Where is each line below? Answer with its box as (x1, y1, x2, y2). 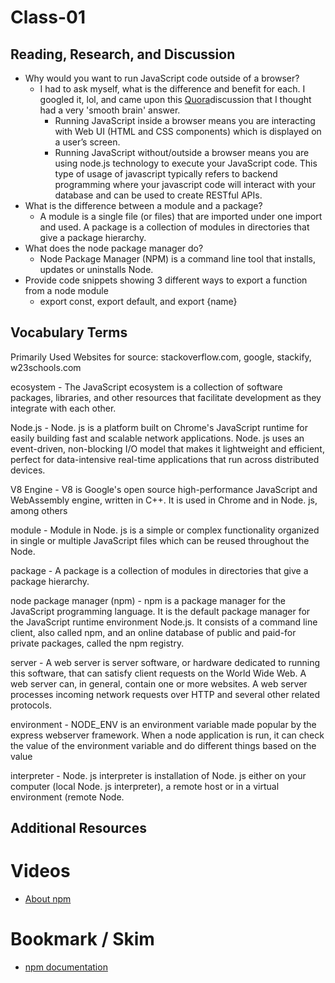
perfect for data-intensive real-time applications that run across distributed (10, 453, 320, 465)
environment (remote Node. (10, 791, 125, 803)
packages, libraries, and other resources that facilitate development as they (10, 391, 322, 403)
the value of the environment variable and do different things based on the (10, 739, 317, 751)
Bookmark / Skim (10, 928, 155, 951)
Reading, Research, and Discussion (10, 46, 236, 63)
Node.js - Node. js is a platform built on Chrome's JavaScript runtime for (10, 421, 309, 433)
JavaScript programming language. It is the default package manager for (10, 605, 311, 617)
